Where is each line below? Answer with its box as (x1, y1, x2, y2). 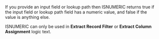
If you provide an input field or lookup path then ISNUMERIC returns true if (5, 4, 155, 10)
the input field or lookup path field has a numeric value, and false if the (5, 9, 147, 15)
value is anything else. (5, 14, 50, 20)
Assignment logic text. (5, 29, 51, 34)
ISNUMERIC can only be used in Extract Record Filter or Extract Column (5, 24, 152, 29)
